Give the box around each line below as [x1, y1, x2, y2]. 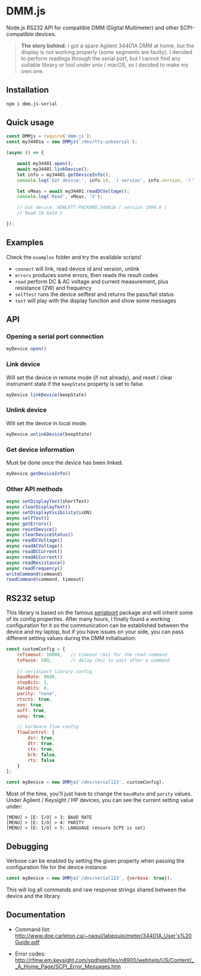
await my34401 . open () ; [17, 161, 74, 167]
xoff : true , [17, 707, 47, 713]
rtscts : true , [17, 696, 52, 702]
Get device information [6, 445, 75, 454]
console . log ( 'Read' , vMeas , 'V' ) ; [17, 194, 103, 200]
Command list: [14, 926, 51, 933]
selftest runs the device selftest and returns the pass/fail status [14, 290, 174, 298]
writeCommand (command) [6, 571, 63, 577]
